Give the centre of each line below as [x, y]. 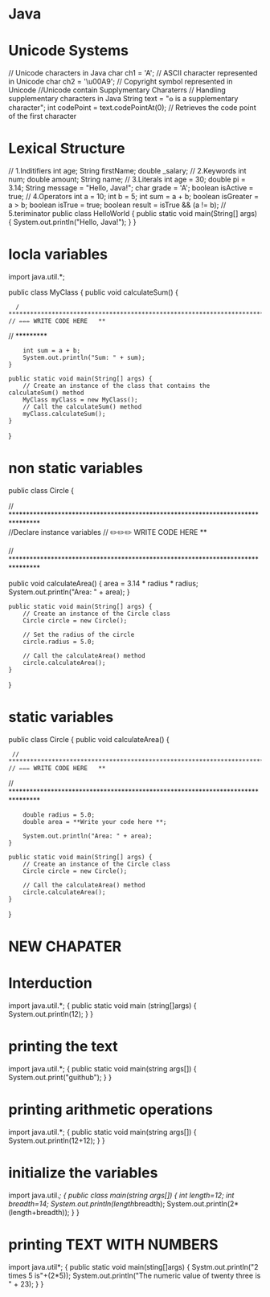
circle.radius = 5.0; [59, 642]
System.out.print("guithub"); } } [60, 1077]
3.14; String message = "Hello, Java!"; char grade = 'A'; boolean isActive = [131, 188]
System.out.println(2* [203, 1203]
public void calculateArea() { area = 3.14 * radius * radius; [103, 583]
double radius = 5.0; [59, 815]
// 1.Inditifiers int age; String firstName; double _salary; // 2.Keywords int [127, 171]
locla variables [58, 255]
